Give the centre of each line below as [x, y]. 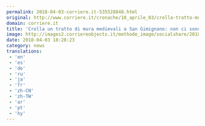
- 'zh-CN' [21, 91]
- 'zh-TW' [21, 96]
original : [19, 18]
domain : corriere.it [33, 23]
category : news [26, 46]
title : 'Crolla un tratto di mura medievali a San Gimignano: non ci [97, 29]
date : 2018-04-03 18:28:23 [41, 40]
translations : [24, 51]
